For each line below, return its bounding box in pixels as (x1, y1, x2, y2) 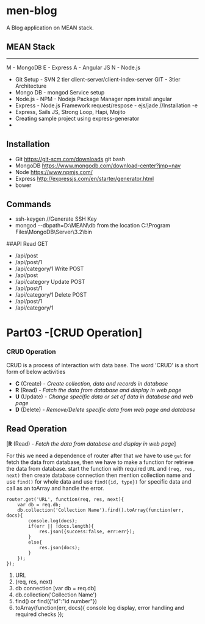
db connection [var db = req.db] (15, 584, 96, 592)
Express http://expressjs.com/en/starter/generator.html (15, 175, 154, 182)
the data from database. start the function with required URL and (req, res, (6, 465, 196, 472)
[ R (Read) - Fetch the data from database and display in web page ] (6, 439, 176, 447)
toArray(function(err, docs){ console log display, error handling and (15, 604, 184, 611)
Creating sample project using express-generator (15, 115, 140, 122)
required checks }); (15, 611, 64, 618)
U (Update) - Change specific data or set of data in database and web (15, 393, 193, 400)
